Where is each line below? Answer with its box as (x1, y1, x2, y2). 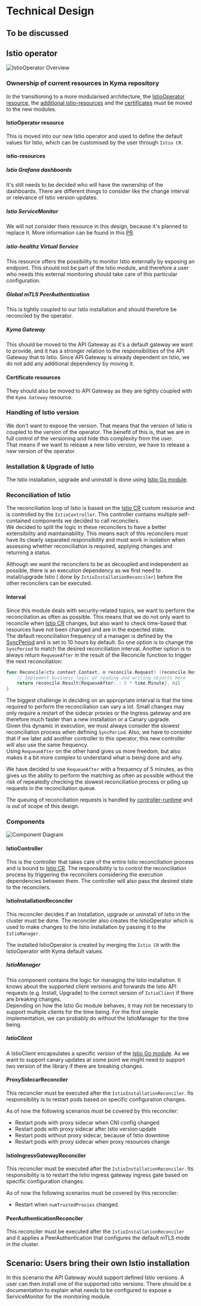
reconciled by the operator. (6, 312, 73, 320)
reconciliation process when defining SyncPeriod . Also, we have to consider (6, 728, 193, 736)
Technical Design (6, 4, 95, 18)
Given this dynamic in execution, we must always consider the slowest (6, 722, 180, 730)
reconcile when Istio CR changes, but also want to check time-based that (6, 619, 187, 627)
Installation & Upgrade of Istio (6, 462, 95, 470)
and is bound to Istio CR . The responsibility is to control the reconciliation (6, 864, 187, 871)
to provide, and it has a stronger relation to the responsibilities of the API (6, 347, 185, 354)
